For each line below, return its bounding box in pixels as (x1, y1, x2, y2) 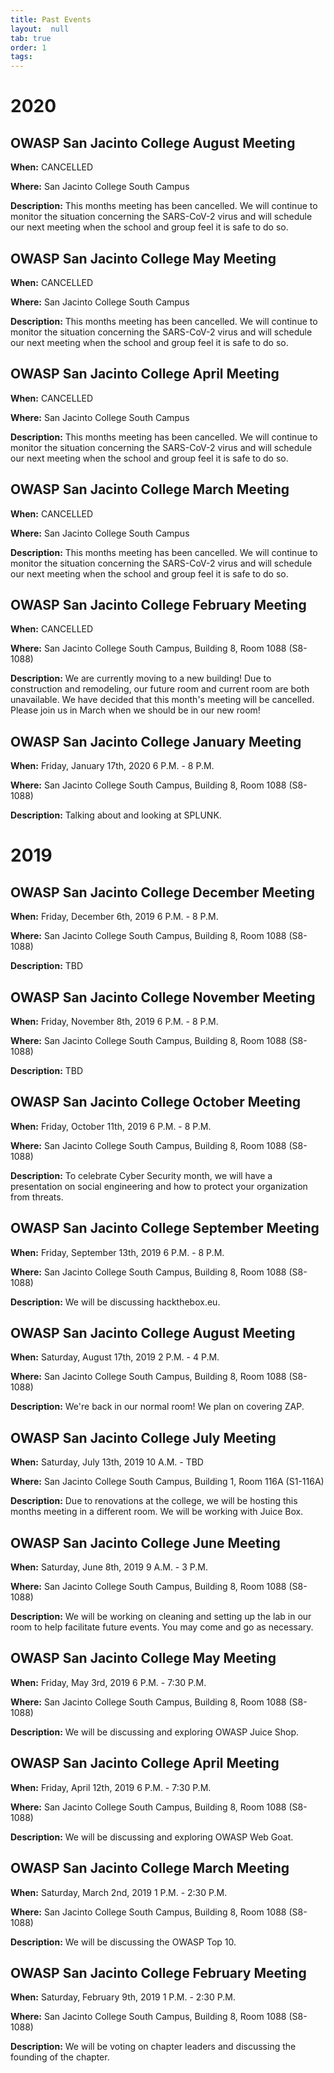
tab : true (10, 33, 52, 43)
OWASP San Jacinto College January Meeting (10, 733, 302, 750)
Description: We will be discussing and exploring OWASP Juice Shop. (10, 1726, 300, 1738)
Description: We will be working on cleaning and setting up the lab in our (10, 1611, 312, 1623)
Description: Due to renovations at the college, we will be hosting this (10, 1495, 298, 1507)
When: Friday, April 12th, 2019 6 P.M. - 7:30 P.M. (10, 1781, 212, 1793)
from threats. (10, 1191, 64, 1203)
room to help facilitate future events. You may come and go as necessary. (10, 1621, 314, 1633)
